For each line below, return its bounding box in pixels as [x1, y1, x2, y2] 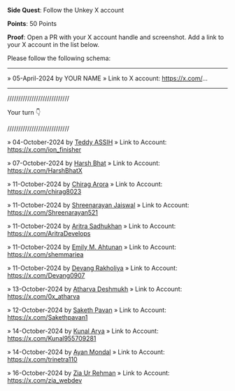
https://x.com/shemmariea [7, 250, 84, 258]
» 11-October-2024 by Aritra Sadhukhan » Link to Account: [7, 222, 176, 230]
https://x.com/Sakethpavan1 [7, 313, 88, 321]
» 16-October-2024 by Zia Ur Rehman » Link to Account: [7, 369, 170, 377]
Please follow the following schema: [7, 54, 111, 62]
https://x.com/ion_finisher [7, 145, 82, 153]
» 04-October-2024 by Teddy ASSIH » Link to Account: [7, 138, 167, 146]
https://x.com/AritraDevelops [7, 229, 91, 237]
